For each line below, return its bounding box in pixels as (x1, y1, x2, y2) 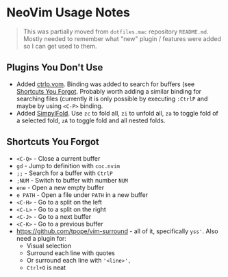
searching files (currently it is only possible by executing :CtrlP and (16, 94, 208, 103)
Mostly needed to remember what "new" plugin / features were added (23, 34, 222, 42)
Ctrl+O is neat (26, 263, 66, 272)
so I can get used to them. (23, 42, 97, 50)
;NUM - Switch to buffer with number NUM (16, 176, 128, 184)
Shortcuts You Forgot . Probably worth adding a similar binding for (16, 87, 202, 95)
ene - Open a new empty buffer (16, 183, 104, 192)
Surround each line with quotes (26, 248, 116, 257)
